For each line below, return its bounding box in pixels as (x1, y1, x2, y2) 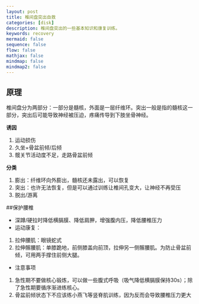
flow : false (6, 47, 36, 53)
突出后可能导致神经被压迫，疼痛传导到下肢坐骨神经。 (21, 111, 152, 119)
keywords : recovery (6, 31, 54, 37)
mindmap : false (6, 58, 44, 64)
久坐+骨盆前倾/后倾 (14, 144, 62, 151)
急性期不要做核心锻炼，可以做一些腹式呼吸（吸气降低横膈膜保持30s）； (14, 277, 188, 284)
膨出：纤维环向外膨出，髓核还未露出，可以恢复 (14, 177, 129, 184)
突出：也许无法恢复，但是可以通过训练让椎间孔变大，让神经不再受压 (14, 184, 181, 191)
